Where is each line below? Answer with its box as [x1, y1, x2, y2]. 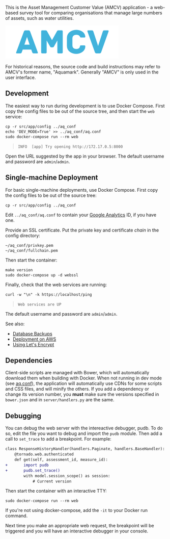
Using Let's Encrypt [12, 341, 54, 347]
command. [5, 512, 28, 519]
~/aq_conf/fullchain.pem [5, 248, 58, 253]
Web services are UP [17, 302, 62, 307]
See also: [5, 321, 25, 327]
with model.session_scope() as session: [23, 473, 110, 478]
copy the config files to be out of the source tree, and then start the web [5, 108, 155, 114]
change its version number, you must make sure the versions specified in [5, 391, 159, 397]
